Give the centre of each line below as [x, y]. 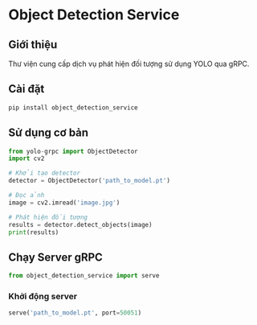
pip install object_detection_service [73, 107]
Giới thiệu [33, 45]
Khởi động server [43, 296]
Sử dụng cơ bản [49, 133]
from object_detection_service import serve [84, 276]
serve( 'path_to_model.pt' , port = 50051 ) [75, 313]
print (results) [34, 232]
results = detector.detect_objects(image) [80, 224]
